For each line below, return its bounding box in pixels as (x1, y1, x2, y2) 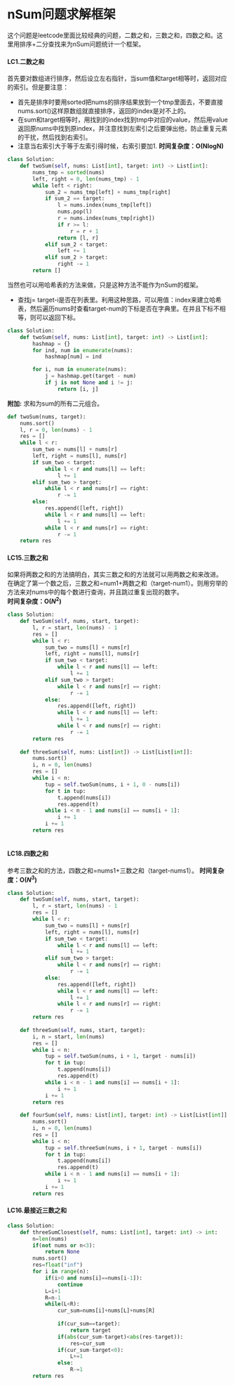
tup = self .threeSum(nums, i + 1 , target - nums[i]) (44, 1144, 202, 1152)
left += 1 (57, 247, 86, 255)
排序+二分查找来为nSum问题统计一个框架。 (19, 39, 145, 48)
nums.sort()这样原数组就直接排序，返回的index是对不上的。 (17, 107, 190, 115)
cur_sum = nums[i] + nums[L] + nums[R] (57, 1307, 156, 1315)
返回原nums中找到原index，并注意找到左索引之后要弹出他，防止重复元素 (17, 124, 228, 133)
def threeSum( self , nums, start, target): (20, 1026, 146, 1033)
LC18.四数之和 (7, 849, 49, 858)
